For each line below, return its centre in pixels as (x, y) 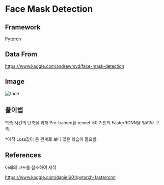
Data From (21, 54)
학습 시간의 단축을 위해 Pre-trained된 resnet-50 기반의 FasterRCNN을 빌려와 (80, 123)
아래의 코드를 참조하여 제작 (31, 167)
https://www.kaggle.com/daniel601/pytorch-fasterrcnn (60, 177)
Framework (23, 27)
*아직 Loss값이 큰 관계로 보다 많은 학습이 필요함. (52, 139)
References (23, 155)
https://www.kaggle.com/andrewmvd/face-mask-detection (65, 66)
